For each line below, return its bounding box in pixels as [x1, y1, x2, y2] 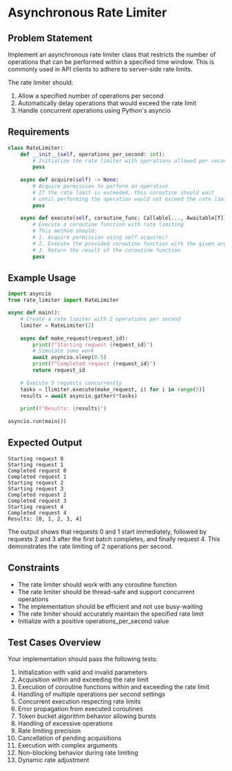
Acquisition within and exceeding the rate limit [17, 675, 149, 684]
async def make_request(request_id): [20, 335, 129, 342]
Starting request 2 [8, 479, 64, 486]
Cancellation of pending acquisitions [17, 734, 122, 742]
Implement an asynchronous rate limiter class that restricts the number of [8, 50, 216, 58]
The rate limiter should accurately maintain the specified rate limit [17, 609, 204, 618]
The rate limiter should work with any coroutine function [17, 580, 178, 589]
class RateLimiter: [8, 144, 64, 151]
